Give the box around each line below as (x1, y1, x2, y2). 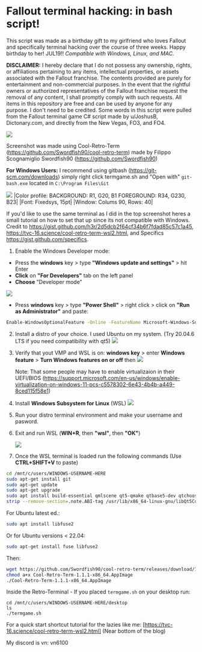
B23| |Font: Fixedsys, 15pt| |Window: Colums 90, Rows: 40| (6, 198, 153, 206)
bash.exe (6, 180, 28, 186)
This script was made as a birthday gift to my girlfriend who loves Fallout (6, 37, 186, 44)
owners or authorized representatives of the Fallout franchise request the (6, 87, 188, 94)
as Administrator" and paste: (14, 308, 88, 315)
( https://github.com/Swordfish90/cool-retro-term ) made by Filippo (6, 148, 171, 156)
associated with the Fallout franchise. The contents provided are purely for (6, 74, 191, 81)
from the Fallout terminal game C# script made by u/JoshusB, (6, 113, 158, 120)
